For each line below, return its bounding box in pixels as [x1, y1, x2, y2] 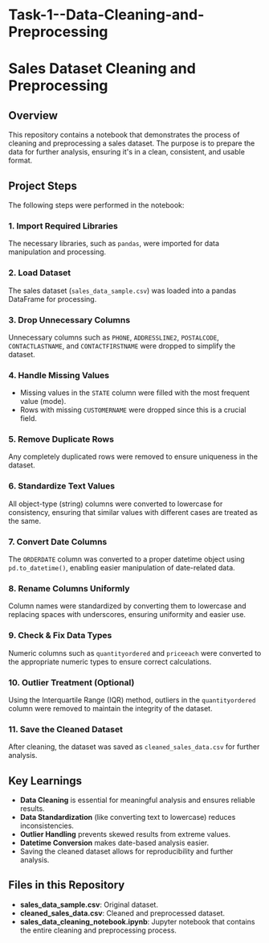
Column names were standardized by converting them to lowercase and [8, 601, 247, 611]
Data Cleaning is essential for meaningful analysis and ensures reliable [19, 795, 255, 805]
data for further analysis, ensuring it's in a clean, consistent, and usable [8, 147, 245, 157]
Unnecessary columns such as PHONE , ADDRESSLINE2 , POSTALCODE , [8, 332, 219, 342]
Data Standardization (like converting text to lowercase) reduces [19, 813, 236, 822]
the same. [8, 516, 42, 525]
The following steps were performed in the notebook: [8, 200, 185, 210]
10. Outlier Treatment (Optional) [8, 677, 135, 688]
